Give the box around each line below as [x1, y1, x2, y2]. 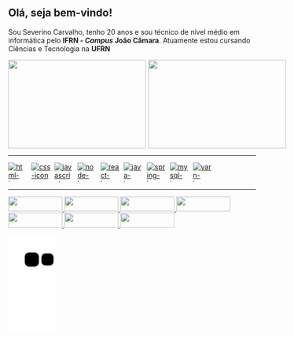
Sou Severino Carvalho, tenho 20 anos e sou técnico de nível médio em [8, 27, 240, 36]
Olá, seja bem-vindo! [8, 6, 112, 20]
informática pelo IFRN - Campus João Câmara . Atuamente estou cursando [8, 35, 251, 45]
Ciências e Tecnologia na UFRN [8, 43, 111, 54]
